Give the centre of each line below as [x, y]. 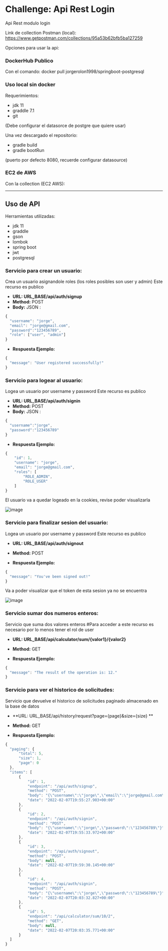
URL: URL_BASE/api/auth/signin [46, 401]
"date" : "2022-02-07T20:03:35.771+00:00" [71, 930]
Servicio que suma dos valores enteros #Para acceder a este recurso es [79, 624]
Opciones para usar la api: [32, 47]
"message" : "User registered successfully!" [57, 363]
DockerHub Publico [29, 60]
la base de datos [22, 706]
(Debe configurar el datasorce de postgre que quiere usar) [65, 125]
